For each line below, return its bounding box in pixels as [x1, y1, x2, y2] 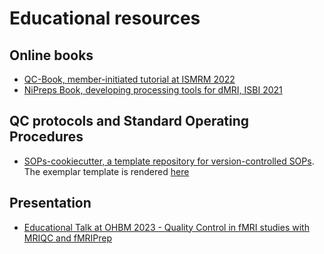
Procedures [9, 128, 84, 146]
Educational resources [9, 7, 201, 30]
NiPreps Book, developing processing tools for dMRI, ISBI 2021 [23, 84, 283, 96]
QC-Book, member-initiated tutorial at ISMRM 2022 [23, 73, 236, 85]
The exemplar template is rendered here [23, 165, 190, 177]
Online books [9, 47, 94, 64]
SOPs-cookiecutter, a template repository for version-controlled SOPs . [23, 155, 315, 167]
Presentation [9, 195, 92, 212]
